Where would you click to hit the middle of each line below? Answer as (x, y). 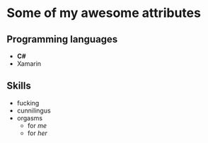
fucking (28, 103)
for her (37, 133)
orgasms (30, 118)
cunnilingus (34, 110)
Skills (19, 86)
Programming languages (62, 39)
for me (37, 125)
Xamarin (29, 64)
